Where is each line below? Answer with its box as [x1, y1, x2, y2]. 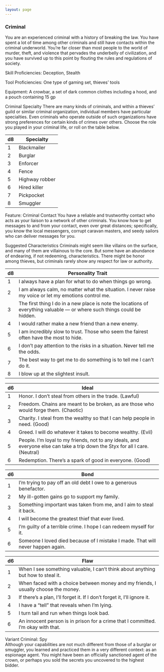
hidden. [19, 312, 36, 319]
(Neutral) [19, 448, 40, 455]
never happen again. [19, 543, 66, 550]
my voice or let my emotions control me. [19, 292, 111, 299]
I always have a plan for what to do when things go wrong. [19, 278, 152, 285]
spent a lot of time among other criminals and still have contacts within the [5, 40, 155, 45]
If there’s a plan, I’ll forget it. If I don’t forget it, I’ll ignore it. [19, 594, 150, 601]
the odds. [19, 348, 41, 355]
